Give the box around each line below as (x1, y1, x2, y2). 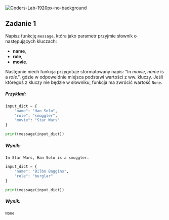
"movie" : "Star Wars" (14, 118, 60, 123)
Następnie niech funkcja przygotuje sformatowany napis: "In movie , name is (5, 68, 164, 74)
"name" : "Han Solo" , (14, 108, 58, 113)
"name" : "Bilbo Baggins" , (14, 168, 69, 174)
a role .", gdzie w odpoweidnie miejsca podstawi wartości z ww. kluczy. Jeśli (5, 74, 163, 80)
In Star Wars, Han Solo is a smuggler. (5, 155, 90, 160)
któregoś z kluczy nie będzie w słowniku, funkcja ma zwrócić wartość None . (5, 79, 162, 85)
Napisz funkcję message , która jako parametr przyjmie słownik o (5, 33, 137, 39)
